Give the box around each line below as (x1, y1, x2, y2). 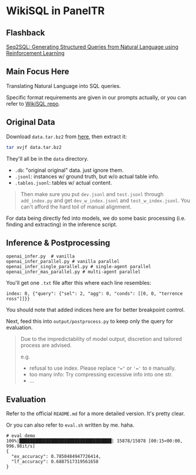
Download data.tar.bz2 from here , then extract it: (6, 133, 127, 140)
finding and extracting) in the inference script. (6, 220, 118, 228)
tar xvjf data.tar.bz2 (6, 144, 62, 150)
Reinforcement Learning (6, 50, 65, 57)
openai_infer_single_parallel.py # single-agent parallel (6, 264, 151, 270)
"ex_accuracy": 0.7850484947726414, (11, 454, 101, 460)
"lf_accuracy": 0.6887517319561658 (11, 459, 99, 465)
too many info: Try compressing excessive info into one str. (29, 371, 173, 378)
